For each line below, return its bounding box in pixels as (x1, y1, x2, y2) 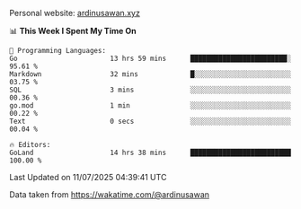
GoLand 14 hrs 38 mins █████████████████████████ (9, 148, 292, 157)
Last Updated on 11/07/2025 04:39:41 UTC (9, 172, 167, 182)
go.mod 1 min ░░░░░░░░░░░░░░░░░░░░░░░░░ (9, 101, 292, 110)
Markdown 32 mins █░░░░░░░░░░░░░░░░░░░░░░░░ (9, 70, 292, 79)
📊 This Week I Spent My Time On (9, 26, 137, 36)
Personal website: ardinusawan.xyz (9, 8, 141, 18)
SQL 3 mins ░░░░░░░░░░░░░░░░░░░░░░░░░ (9, 85, 292, 94)
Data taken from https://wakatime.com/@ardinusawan (9, 189, 209, 200)
